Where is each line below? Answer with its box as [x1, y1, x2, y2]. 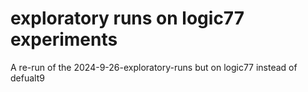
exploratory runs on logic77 [10, 7, 245, 30]
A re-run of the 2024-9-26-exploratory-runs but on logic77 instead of [10, 61, 298, 73]
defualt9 [10, 72, 45, 84]
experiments [10, 28, 118, 51]
